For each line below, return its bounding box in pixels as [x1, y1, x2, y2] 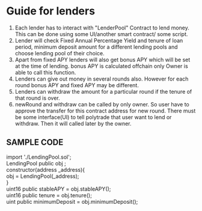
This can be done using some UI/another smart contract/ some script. [14, 30, 188, 37]
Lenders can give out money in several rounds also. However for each [14, 75, 189, 82]
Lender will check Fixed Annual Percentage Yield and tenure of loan [14, 37, 183, 44]
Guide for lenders [6, 4, 95, 18]
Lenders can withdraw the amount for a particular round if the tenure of [14, 88, 192, 95]
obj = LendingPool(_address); [6, 173, 79, 180]
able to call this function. [14, 69, 76, 76]
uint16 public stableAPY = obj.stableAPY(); [6, 185, 111, 192]
